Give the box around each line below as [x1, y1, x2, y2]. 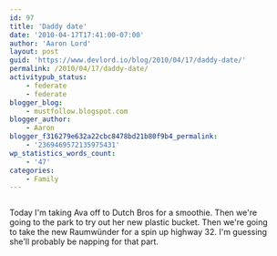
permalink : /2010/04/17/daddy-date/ [9, 65, 149, 74]
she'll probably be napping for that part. [9, 236, 159, 247]
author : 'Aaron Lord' [9, 38, 92, 48]
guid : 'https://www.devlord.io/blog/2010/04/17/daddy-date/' [9, 56, 247, 65]
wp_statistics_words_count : [9, 148, 117, 158]
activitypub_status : [9, 73, 88, 82]
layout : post [9, 47, 59, 56]
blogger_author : [9, 115, 71, 124]
